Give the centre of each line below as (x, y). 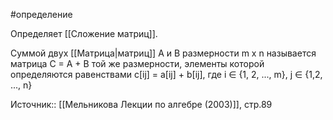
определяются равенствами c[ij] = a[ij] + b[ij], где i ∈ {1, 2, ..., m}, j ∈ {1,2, (166, 74)
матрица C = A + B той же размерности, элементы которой (137, 63)
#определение (41, 14)
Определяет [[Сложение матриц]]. (84, 33)
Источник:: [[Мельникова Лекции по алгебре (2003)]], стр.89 (141, 104)
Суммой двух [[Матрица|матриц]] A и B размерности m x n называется (163, 53)
